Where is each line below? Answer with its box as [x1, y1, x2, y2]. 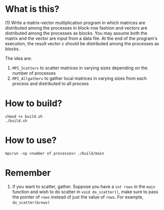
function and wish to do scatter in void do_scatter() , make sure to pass [12, 188, 159, 195]
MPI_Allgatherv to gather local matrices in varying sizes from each [12, 75, 147, 81]
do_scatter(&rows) [12, 200, 50, 205]
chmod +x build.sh [5, 114, 43, 119]
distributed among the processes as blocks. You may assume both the [5, 30, 147, 36]
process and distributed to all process [12, 80, 89, 87]
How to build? [5, 98, 62, 109]
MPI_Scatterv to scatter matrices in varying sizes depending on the [12, 65, 148, 71]
